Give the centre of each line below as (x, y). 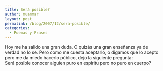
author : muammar (22, 14)
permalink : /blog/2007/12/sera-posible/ (48, 24)
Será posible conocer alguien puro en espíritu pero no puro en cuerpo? (78, 63)
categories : (17, 28)
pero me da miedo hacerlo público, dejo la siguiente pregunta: (69, 58)
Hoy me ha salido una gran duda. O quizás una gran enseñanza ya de (77, 47)
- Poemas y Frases (29, 33)
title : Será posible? (28, 10)
